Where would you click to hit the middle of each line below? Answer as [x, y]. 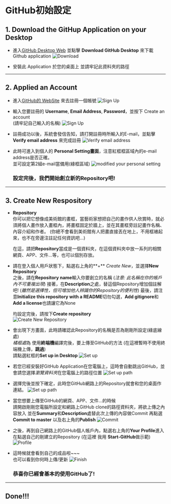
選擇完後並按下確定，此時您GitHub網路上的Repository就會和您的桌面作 [87, 383]
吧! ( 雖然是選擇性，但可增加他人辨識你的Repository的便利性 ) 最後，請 [85, 290]
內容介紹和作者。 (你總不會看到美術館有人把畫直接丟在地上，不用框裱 [85, 231]
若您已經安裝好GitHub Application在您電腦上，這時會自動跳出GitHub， [87, 366]
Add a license [27, 303]
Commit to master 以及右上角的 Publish [54, 420]
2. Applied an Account [41, 88]
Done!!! [17, 496]
